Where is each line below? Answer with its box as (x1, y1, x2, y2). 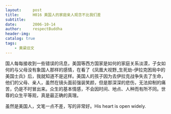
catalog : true (5, 36, 36, 41)
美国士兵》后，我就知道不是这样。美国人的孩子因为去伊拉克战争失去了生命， (5, 73, 166, 79)
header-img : (5, 31, 31, 36)
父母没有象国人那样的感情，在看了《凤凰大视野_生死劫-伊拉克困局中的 (18, 66, 165, 73)
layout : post (5, 7, 42, 13)
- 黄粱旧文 (14, 45, 35, 51)
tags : (5, 41, 17, 46)
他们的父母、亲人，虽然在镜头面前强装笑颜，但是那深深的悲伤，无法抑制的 (5, 79, 161, 85)
